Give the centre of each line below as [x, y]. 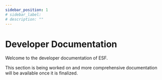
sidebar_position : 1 [27, 10]
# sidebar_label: [23, 15]
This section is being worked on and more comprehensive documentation [81, 68]
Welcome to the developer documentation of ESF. [56, 58]
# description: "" [24, 19]
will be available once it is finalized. [42, 73]
